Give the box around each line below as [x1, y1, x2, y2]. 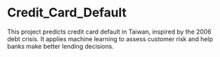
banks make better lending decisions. [7, 42, 114, 50]
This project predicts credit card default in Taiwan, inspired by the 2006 [7, 27, 212, 36]
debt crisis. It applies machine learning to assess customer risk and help [7, 34, 213, 43]
